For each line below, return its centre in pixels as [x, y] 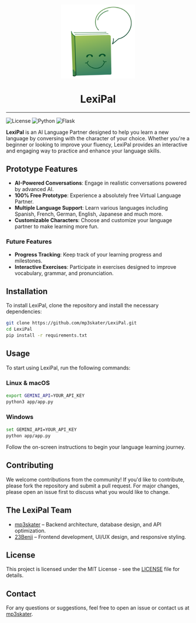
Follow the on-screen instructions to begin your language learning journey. [96, 447]
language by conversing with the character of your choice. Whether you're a [98, 138]
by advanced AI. [34, 189]
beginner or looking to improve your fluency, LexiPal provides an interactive [97, 144]
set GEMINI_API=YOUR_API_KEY [41, 430]
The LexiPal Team [39, 510]
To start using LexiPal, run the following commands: [68, 368]
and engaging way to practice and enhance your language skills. [84, 151]
